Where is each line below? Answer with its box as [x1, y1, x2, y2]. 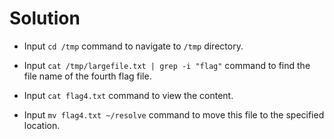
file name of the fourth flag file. [23, 70, 152, 82]
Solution [9, 7, 81, 30]
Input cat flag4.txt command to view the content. [23, 89, 234, 101]
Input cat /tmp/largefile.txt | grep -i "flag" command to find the [23, 59, 311, 71]
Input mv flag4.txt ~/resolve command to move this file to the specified [23, 108, 325, 121]
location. [23, 119, 61, 131]
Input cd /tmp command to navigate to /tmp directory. [23, 40, 244, 52]
